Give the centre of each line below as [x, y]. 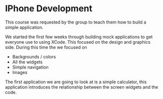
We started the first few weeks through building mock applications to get [79, 37]
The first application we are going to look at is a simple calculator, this [76, 82]
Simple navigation [30, 67]
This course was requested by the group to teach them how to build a [76, 22]
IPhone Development [49, 9]
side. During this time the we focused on [46, 47]
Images [20, 72]
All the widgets [27, 62]
